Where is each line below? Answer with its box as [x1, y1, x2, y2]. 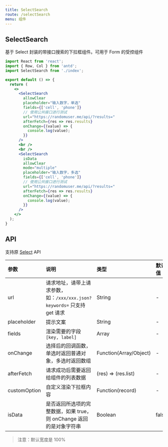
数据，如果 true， [50, 408, 92, 415]
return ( [9, 82, 28, 87]
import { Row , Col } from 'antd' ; [5, 63, 77, 69]
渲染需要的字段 [45, 328, 81, 335]
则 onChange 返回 [45, 415, 88, 422]
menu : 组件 [5, 16, 26, 21]
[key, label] [45, 334, 77, 340]
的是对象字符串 [45, 423, 81, 430]
